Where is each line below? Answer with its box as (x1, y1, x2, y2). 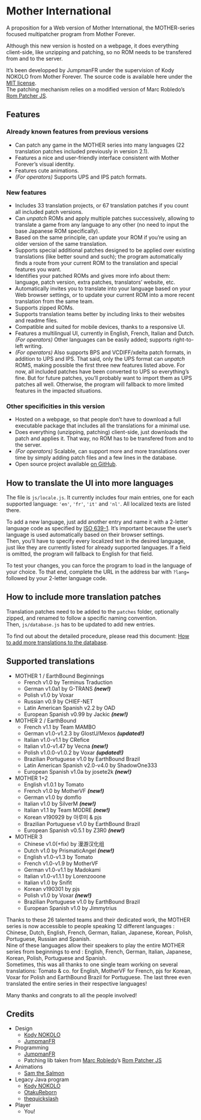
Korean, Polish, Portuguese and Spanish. (6, 954, 107, 961)
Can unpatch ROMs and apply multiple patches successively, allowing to (14, 215, 195, 222)
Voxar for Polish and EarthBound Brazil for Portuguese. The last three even (6, 973, 191, 981)
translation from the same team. (14, 298, 94, 305)
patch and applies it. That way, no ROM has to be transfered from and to (14, 435, 194, 442)
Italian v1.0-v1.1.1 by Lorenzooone (23, 872, 106, 880)
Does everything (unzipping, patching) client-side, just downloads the (14, 429, 188, 436)
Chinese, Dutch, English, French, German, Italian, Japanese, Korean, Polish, (6, 929, 193, 936)
